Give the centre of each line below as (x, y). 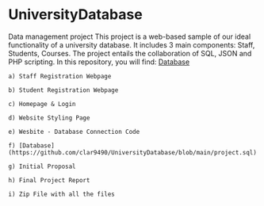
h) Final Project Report (49, 180)
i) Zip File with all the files (61, 194)
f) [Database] (32, 145)
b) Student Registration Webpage (63, 90)
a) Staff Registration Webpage (60, 76)
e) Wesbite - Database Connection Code (74, 132)
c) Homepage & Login (42, 104)
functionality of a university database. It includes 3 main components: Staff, (132, 44)
